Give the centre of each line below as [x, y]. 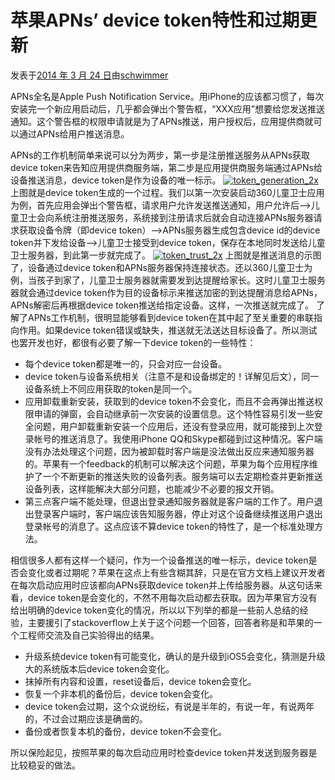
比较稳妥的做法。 [45, 765]
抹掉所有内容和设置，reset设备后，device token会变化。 [140, 681]
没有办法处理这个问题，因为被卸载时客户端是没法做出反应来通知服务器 [169, 451]
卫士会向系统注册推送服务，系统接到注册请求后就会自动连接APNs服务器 [166, 217]
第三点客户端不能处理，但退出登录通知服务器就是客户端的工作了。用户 [169, 501]
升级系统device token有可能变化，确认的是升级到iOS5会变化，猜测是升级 [175, 656]
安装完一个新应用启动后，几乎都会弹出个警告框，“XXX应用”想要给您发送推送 [167, 108]
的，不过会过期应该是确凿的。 [86, 718]
